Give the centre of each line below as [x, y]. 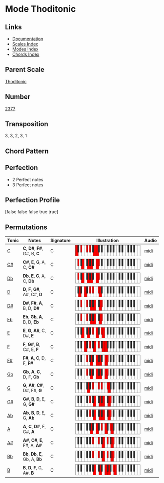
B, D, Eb [31, 322]
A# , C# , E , [33, 440]
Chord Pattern [27, 151]
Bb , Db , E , [33, 454]
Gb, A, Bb [32, 459]
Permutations [26, 227]
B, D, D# [31, 308]
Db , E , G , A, [34, 276]
